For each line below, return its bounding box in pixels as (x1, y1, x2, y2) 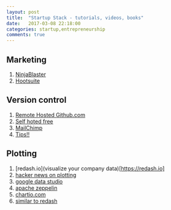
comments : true (6, 32, 45, 38)
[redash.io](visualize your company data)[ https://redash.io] (15, 165, 165, 172)
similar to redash (15, 197, 58, 204)
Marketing (6, 54, 47, 65)
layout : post (6, 9, 40, 15)
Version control (6, 95, 67, 105)
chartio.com (15, 190, 46, 198)
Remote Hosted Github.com (15, 111, 86, 118)
